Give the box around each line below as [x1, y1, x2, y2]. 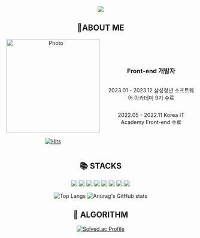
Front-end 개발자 [126, 67, 175, 76]
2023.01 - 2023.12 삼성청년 [108, 87, 174, 94]
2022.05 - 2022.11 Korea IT [117, 112, 184, 119]
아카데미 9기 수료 [134, 94, 175, 101]
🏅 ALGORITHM [72, 210, 129, 220]
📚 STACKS [80, 161, 122, 171]
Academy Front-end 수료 [120, 119, 181, 126]
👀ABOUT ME [77, 23, 125, 33]
